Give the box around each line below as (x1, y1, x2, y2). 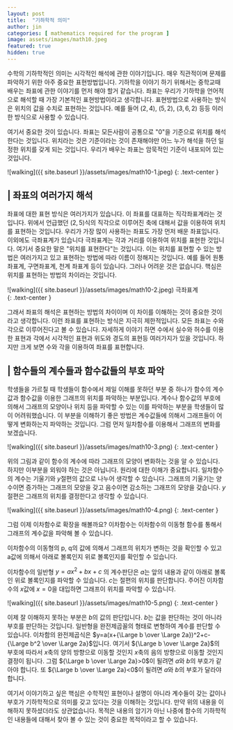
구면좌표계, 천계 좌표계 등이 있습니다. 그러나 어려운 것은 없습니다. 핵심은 (27, 262, 223, 270)
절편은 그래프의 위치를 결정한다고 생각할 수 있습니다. (7, 491, 148, 500)
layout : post (7, 10, 45, 17)
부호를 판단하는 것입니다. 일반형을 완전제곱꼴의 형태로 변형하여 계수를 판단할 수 (7, 622, 221, 630)
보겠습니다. (7, 429, 38, 437)
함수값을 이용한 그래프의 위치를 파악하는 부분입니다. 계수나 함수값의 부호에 (19, 394, 221, 402)
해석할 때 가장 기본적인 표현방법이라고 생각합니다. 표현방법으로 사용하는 (19, 95, 214, 103)
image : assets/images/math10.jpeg (7, 36, 108, 43)
